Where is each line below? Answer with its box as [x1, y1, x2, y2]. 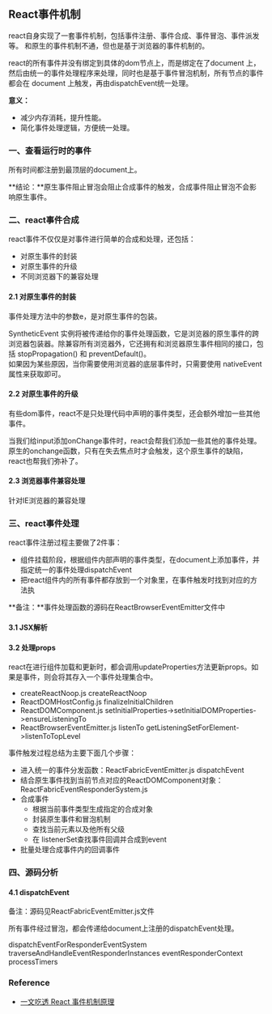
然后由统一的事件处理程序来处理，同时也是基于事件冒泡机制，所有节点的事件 [8, 68, 264, 78]
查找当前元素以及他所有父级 [32, 825, 125, 834]
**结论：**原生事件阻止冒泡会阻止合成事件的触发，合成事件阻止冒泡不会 [8, 182, 250, 192]
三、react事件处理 [8, 517, 79, 528]
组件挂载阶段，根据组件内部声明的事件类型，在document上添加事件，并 [19, 555, 261, 565]
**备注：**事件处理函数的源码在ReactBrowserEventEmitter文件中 [8, 602, 225, 613]
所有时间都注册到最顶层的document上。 [8, 165, 142, 175]
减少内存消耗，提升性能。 [19, 112, 106, 122]
